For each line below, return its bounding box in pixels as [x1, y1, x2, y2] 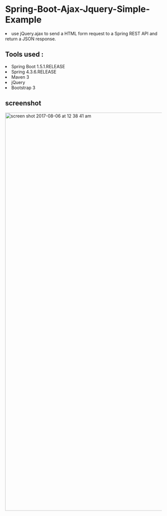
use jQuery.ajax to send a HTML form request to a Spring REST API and [11, 30, 158, 36]
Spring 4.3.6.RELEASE [11, 69, 57, 75]
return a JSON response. [5, 36, 56, 42]
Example [5, 14, 42, 25]
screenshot [5, 99, 41, 107]
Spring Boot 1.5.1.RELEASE [11, 63, 66, 69]
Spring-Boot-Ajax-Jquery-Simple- [5, 3, 150, 15]
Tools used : [5, 50, 44, 59]
